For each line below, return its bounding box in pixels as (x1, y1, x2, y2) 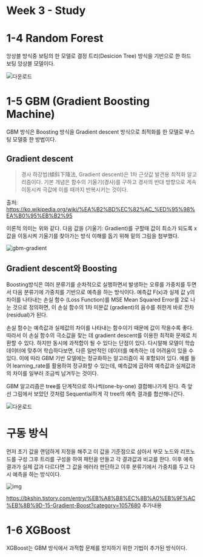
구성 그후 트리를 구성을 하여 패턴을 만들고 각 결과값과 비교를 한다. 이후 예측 (17, 455, 194, 462)
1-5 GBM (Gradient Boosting (6, 95, 150, 108)
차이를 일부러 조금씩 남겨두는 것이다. (12, 369, 99, 377)
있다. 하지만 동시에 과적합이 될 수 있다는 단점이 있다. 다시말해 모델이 (24, 339, 184, 346)
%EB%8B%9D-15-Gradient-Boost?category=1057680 (6, 502, 141, 509)
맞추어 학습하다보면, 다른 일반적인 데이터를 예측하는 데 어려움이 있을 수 (27, 347, 194, 354)
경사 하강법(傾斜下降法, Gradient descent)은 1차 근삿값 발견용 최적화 (21, 171, 186, 178)
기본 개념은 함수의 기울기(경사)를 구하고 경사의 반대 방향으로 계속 (44, 178, 197, 185)
